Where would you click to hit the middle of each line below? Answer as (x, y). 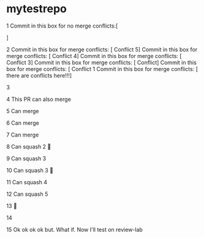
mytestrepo (37, 9)
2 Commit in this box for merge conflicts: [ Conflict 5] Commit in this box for (102, 49)
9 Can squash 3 (26, 158)
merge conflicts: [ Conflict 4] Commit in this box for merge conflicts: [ (94, 56)
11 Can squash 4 (27, 182)
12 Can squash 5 (27, 194)
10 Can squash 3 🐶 (30, 170)
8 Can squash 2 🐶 (29, 146)
